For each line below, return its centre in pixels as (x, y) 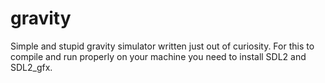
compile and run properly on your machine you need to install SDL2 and (158, 56)
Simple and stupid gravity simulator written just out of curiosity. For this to (162, 46)
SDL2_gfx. (31, 67)
